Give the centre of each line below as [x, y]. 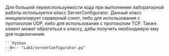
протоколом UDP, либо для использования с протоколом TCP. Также [81, 23]
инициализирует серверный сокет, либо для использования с [73, 18]
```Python [16, 43]
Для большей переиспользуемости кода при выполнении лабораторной [85, 7]
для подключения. [26, 34]
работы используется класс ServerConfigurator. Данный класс [74, 13]
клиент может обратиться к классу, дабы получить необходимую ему [82, 29]
